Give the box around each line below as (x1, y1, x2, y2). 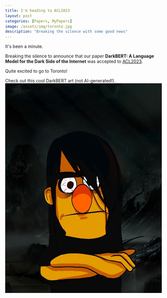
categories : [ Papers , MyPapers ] (5, 18, 72, 23)
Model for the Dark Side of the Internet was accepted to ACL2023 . (5, 58, 143, 64)
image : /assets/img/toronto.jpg (5, 24, 72, 29)
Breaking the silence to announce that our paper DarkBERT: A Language (5, 53, 155, 59)
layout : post (5, 13, 32, 18)
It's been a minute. (5, 43, 43, 49)
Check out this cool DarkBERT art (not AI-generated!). (5, 78, 116, 84)
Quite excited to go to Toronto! (5, 68, 68, 74)
